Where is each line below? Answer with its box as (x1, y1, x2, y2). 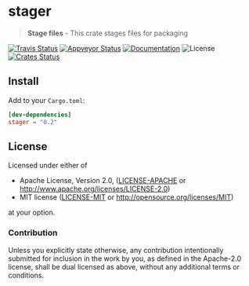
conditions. (8, 270, 45, 280)
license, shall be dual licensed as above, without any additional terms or (8, 262, 240, 271)
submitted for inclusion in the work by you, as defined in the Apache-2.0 (8, 254, 241, 263)
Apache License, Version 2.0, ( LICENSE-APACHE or (19, 176, 186, 185)
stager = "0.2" (8, 118, 58, 126)
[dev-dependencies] (8, 111, 72, 119)
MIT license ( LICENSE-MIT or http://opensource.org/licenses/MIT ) (19, 192, 234, 202)
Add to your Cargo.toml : (8, 95, 85, 104)
